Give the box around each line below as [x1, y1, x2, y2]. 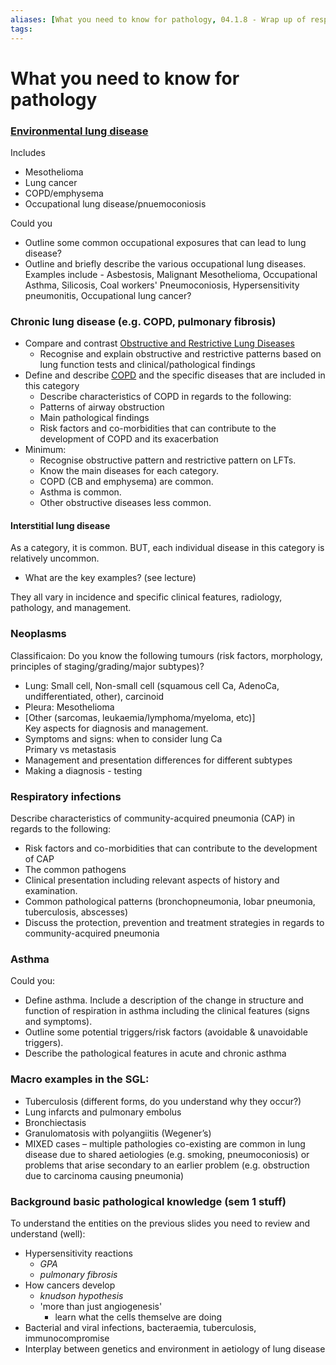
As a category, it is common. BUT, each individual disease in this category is [10, 542, 325, 554]
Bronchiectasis [24, 1116, 87, 1128]
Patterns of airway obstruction [39, 401, 165, 413]
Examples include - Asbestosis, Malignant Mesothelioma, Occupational [24, 268, 318, 280]
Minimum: [24, 444, 67, 456]
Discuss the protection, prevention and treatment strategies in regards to [24, 917, 325, 929]
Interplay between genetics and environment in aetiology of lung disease [24, 1342, 326, 1355]
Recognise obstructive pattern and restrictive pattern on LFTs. [39, 454, 297, 466]
